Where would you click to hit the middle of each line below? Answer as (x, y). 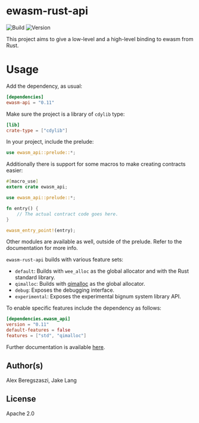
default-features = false (38, 330)
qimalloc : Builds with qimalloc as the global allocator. (80, 284)
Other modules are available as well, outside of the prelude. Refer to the (94, 242)
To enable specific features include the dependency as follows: (84, 308)
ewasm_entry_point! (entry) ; (41, 230)
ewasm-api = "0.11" (30, 103)
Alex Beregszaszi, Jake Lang (42, 380)
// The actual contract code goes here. (68, 214)
